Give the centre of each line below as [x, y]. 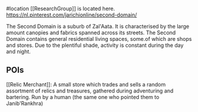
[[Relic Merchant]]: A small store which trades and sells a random [86, 84]
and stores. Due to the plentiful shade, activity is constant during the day [95, 45]
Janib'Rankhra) [25, 103]
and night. [18, 52]
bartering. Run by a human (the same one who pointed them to [83, 97]
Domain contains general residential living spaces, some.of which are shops [99, 39]
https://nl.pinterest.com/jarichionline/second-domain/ [72, 15]
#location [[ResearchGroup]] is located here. [61, 9]
